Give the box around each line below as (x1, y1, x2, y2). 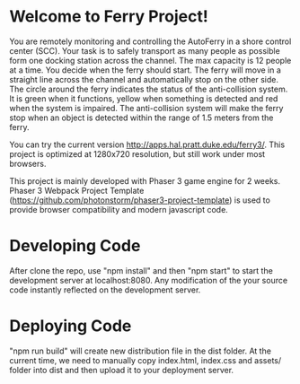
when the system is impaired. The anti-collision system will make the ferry (9, 102, 284, 113)
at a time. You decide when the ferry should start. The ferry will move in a (9, 65, 281, 75)
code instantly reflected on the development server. (9, 284, 201, 295)
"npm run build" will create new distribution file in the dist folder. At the (9, 345, 272, 356)
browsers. (9, 158, 47, 169)
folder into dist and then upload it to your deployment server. (9, 364, 234, 375)
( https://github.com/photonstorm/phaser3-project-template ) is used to (9, 195, 271, 205)
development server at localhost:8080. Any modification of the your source (9, 275, 288, 285)
